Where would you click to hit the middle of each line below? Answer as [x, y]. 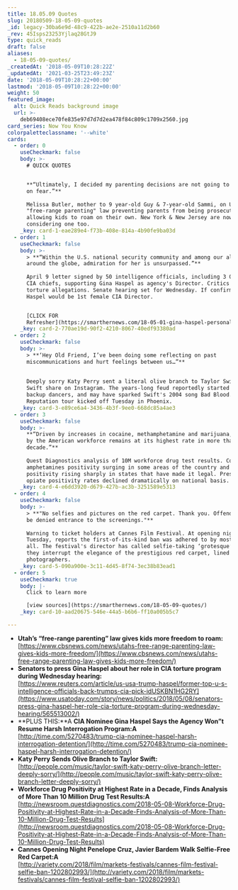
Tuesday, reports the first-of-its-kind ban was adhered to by [121, 540]
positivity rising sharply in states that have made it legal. [121, 474]
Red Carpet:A [38, 857]
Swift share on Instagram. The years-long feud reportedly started [128, 388]
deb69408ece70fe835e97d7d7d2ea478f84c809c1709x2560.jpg [104, 119]
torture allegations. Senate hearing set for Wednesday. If [117, 290]
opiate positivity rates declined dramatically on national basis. [128, 480]
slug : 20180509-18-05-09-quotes [55, 21]
